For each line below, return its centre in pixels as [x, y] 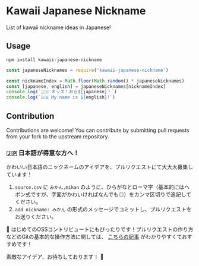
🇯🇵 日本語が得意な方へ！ [43, 153]
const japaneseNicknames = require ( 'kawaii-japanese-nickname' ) [87, 70]
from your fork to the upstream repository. [58, 136]
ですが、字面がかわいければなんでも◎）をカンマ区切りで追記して [111, 195]
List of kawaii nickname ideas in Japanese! [59, 27]
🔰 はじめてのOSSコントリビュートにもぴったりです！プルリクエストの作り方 [100, 229]
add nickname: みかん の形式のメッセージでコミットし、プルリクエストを [103, 210]
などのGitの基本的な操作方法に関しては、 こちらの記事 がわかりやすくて [94, 237]
